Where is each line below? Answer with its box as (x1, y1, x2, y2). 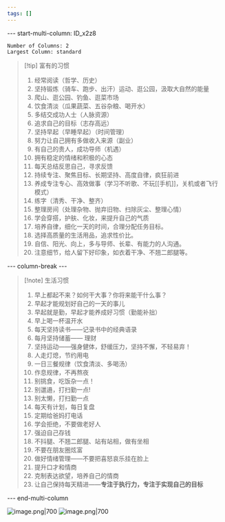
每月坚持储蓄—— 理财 (34, 333, 97, 342)
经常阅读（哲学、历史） (34, 76, 101, 84)
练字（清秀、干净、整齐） (34, 196, 107, 205)
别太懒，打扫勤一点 (34, 394, 89, 402)
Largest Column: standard (7, 48, 81, 55)
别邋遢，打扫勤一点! (34, 385, 91, 393)
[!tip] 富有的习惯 (23, 61, 70, 70)
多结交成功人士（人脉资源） (34, 110, 114, 118)
